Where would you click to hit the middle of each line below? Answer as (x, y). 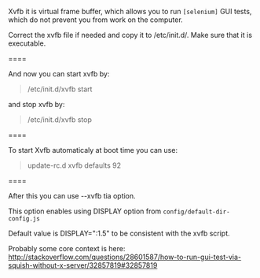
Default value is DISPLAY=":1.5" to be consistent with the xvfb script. (119, 233)
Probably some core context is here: (67, 248)
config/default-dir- (196, 212)
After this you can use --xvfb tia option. (72, 196)
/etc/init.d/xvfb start (60, 89)
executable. (27, 43)
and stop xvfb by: (37, 104)
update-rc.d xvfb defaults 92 (74, 165)
